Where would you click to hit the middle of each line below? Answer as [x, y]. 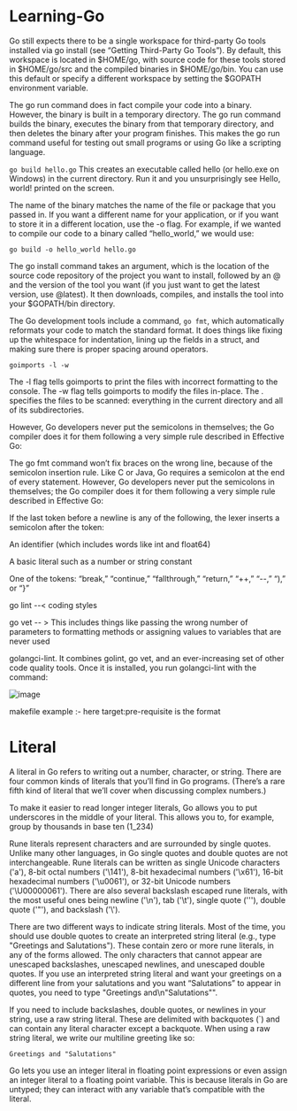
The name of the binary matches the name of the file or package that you [143, 204]
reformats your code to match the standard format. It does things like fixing [146, 330]
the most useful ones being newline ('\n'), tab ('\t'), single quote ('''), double [147, 899]
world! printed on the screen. [62, 188]
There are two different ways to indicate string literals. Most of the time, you [147, 926]
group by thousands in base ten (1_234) [81, 826]
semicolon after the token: [57, 527]
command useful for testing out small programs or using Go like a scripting [145, 143]
